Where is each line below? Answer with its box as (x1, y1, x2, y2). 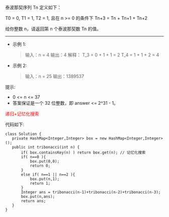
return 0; (30, 163, 51, 168)
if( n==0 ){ (21, 155, 46, 160)
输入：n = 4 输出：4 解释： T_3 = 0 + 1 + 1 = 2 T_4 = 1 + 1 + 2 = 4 (25, 52, 159, 58)
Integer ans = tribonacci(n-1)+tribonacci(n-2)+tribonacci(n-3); (21, 190, 161, 195)
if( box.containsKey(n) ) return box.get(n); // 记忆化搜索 (21, 150, 146, 155)
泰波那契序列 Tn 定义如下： (5, 5, 62, 10)
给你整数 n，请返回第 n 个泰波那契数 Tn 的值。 (5, 26, 102, 32)
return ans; (21, 198, 46, 203)
